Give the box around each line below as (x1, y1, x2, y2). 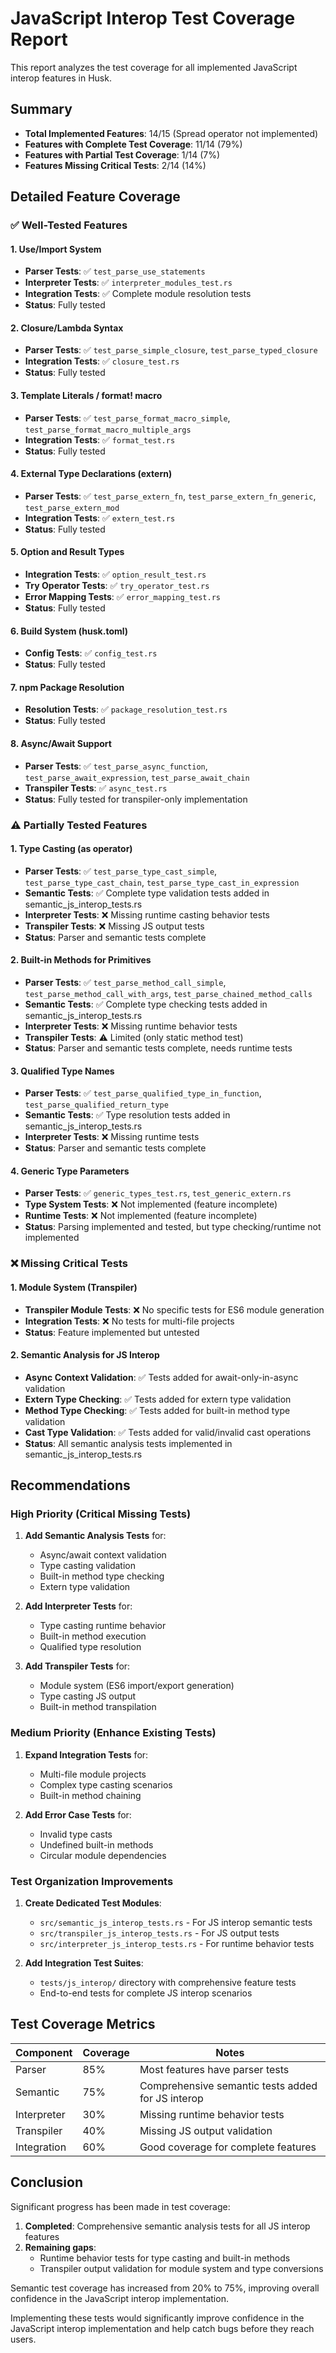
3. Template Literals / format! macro (10, 390, 163, 402)
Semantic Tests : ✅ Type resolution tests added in (24, 1109, 231, 1121)
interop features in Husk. (10, 72, 112, 84)
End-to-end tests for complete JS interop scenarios (39, 1987, 253, 1999)
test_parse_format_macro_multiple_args (24, 425, 192, 435)
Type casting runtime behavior (39, 1620, 167, 1632)
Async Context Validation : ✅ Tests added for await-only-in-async (24, 1371, 299, 1383)
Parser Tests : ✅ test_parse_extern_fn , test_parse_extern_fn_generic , (24, 490, 317, 502)
